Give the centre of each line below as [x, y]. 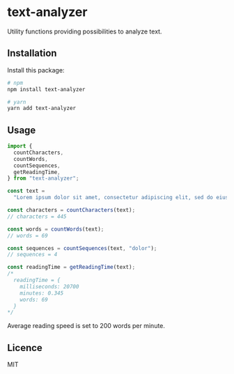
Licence [25, 348]
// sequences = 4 [32, 255]
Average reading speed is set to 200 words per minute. [86, 326]
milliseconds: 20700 [49, 286]
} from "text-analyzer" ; [43, 178]
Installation [32, 53]
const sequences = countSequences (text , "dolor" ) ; [82, 248]
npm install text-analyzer [46, 89]
